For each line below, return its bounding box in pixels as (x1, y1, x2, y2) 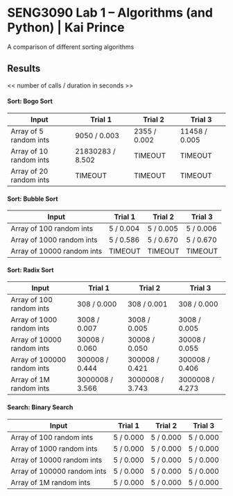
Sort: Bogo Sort (7, 97, 53, 106)
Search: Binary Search (7, 403, 74, 411)
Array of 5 (10, 126, 44, 136)
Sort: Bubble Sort (7, 195, 58, 203)
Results (7, 63, 41, 74)
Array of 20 (10, 166, 49, 176)
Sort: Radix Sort (7, 265, 54, 274)
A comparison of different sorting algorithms (7, 42, 135, 51)
